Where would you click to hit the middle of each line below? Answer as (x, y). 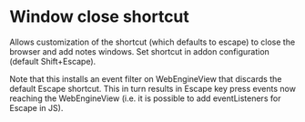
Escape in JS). (36, 107)
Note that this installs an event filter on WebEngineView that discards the (146, 78)
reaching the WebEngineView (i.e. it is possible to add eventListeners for (145, 98)
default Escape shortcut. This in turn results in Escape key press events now (152, 88)
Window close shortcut (99, 17)
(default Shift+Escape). (53, 61)
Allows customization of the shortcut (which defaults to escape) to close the (152, 42)
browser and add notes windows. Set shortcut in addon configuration (140, 51)
